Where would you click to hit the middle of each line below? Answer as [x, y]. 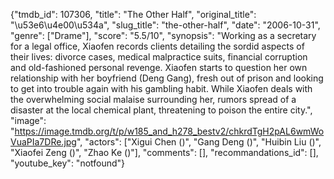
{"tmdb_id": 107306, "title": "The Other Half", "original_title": [133, 14]
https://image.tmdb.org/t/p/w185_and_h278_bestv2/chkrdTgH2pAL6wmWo [169, 131]
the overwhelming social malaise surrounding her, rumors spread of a [153, 99]
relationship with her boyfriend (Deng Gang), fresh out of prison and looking [167, 78]
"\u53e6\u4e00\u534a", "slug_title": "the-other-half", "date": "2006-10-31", [165, 25]
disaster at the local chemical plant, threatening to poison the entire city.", [161, 110]
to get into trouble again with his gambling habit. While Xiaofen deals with [161, 88]
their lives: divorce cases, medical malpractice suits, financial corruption [159, 57]
